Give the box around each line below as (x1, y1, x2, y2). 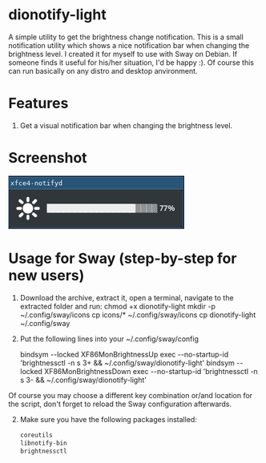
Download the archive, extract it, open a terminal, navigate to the (19, 292, 234, 302)
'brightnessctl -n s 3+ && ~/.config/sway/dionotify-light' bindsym (19, 358, 235, 368)
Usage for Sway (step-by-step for (8, 250, 237, 268)
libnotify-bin (19, 439, 67, 447)
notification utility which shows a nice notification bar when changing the (8, 40, 250, 50)
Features (8, 95, 69, 113)
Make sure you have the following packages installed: (19, 414, 198, 424)
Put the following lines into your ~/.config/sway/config (19, 334, 199, 344)
